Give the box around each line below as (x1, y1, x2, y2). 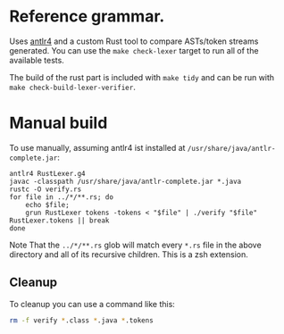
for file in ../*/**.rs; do (9, 192, 114, 202)
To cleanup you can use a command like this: (9, 298, 176, 309)
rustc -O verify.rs (9, 185, 82, 194)
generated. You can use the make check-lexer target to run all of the (9, 45, 259, 55)
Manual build (9, 113, 108, 133)
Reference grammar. (9, 6, 165, 27)
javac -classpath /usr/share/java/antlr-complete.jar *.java (9, 177, 242, 186)
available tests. (9, 54, 64, 65)
